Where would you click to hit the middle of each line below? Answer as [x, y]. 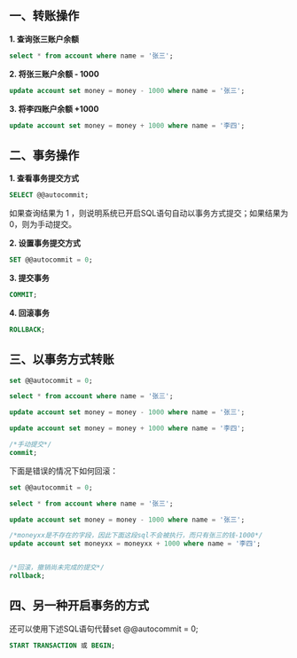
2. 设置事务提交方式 [45, 243]
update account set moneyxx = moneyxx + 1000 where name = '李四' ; [135, 544]
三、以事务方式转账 [62, 360]
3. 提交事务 [30, 278]
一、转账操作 [44, 16]
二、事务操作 [44, 155]
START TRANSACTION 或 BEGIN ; [62, 646]
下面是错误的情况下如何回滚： [63, 470]
